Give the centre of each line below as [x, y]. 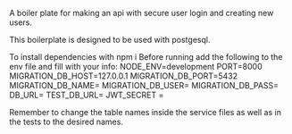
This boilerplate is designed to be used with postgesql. [110, 40]
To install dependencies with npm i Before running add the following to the [146, 57]
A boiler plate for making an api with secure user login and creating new [142, 13]
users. [21, 22]
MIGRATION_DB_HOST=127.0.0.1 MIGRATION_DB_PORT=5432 [124, 76]
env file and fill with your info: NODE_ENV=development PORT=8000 [136, 67]
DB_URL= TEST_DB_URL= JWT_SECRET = [87, 95]
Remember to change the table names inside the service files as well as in [145, 112]
